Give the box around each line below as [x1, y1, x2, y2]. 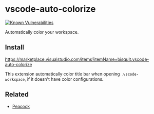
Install [5, 43, 24, 52]
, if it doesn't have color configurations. [24, 76, 104, 82]
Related [5, 91, 29, 99]
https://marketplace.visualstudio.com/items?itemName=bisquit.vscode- [5, 56, 149, 62]
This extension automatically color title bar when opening [5, 71, 120, 77]
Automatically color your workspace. [5, 29, 79, 35]
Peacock [12, 103, 30, 109]
